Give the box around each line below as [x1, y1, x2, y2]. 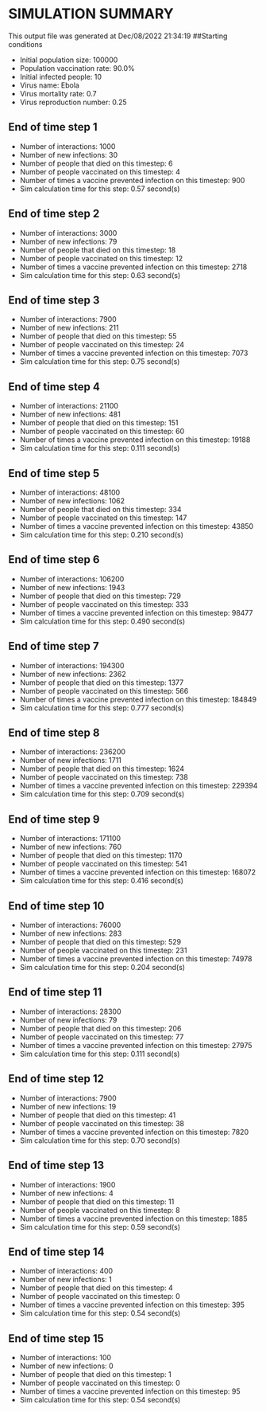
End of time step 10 [8, 899, 105, 913]
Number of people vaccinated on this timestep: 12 [19, 253, 183, 263]
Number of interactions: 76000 [19, 921, 121, 930]
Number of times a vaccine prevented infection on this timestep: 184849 [19, 694, 256, 704]
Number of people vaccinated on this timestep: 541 [19, 859, 187, 869]
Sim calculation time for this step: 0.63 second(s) [19, 270, 181, 280]
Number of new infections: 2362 [19, 669, 126, 679]
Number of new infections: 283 [19, 929, 122, 938]
